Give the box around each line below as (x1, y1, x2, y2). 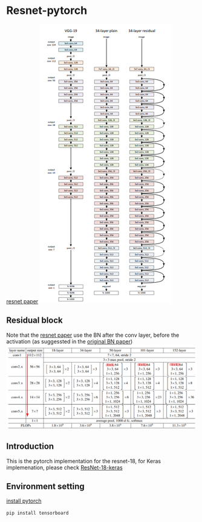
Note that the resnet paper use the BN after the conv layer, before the (6, 331, 180, 339)
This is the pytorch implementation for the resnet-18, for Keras (6, 457, 161, 464)
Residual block (6, 316, 64, 326)
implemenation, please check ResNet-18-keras (6, 464, 123, 471)
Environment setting (6, 481, 85, 491)
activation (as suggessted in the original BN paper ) (6, 337, 133, 345)
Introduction (6, 441, 54, 452)
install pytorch (6, 497, 42, 504)
